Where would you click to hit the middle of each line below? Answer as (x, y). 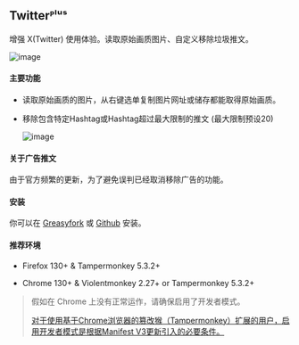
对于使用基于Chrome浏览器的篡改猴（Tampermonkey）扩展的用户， (157, 320)
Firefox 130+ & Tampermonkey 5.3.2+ (91, 266)
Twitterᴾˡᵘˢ (38, 16)
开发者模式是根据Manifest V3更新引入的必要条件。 (132, 331)
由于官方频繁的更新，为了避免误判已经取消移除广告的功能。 (119, 180)
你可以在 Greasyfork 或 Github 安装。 (78, 223)
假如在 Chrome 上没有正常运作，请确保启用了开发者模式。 (138, 301)
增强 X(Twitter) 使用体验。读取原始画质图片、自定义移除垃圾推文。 (132, 38)
